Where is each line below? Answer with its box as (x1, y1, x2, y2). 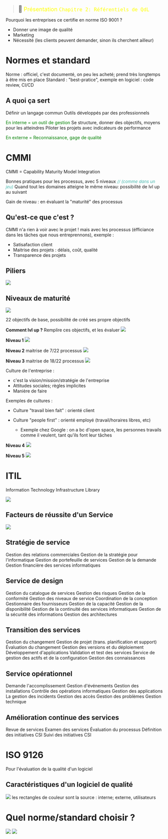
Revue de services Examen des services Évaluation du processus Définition (5, 726, 162, 732)
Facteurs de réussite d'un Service (5, 511, 113, 519)
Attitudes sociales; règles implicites (12, 383, 86, 389)
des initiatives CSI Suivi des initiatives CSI (5, 731, 91, 738)
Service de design (5, 577, 63, 585)
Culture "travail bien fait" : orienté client (12, 407, 94, 413)
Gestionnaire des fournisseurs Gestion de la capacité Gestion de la (5, 601, 143, 607)
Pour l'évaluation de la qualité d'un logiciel (5, 766, 93, 772)
